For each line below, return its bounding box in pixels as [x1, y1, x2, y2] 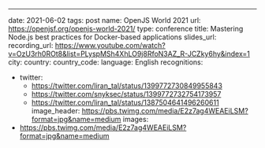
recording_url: [8, 41, 54, 50]
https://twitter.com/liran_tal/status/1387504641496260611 [31, 98, 219, 107]
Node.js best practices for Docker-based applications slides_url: [8, 32, 217, 42]
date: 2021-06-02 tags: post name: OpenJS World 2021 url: [8, 16, 201, 24]
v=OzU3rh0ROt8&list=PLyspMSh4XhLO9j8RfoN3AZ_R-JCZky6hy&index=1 [8, 49, 251, 58]
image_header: [31, 106, 80, 115]
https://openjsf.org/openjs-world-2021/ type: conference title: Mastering [8, 24, 244, 33]
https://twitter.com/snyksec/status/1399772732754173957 [31, 90, 222, 98]
